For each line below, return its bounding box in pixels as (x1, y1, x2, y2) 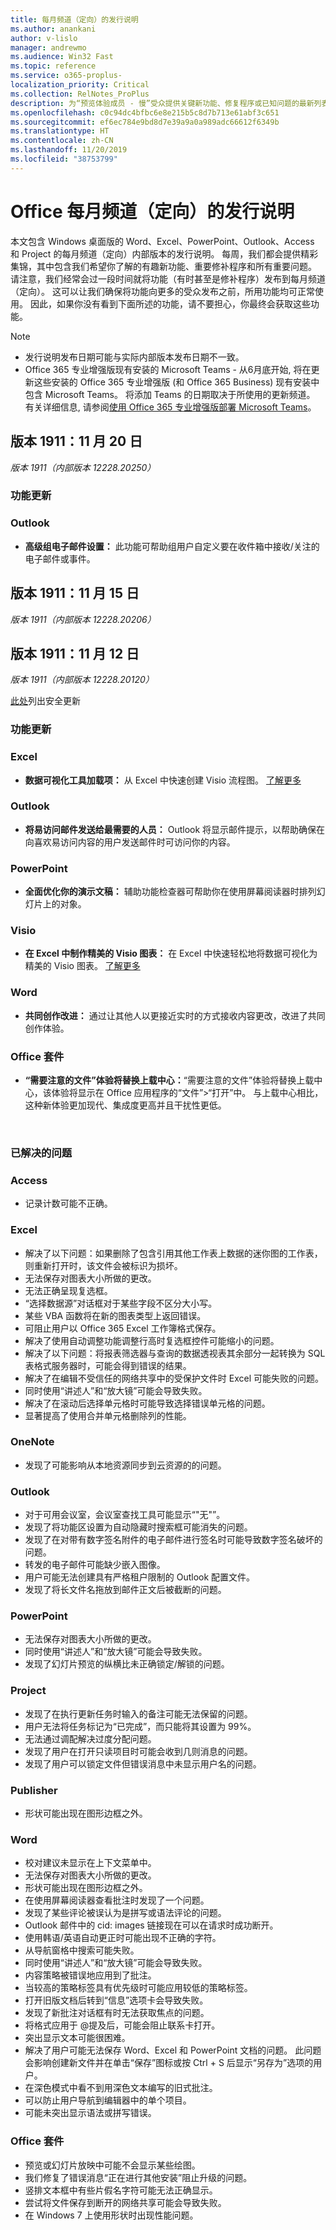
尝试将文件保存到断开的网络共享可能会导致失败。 (24, 2196, 227, 2208)
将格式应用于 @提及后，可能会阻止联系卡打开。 (24, 2019, 221, 2031)
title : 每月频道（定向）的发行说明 (10, 14, 139, 25)
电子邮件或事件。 (24, 552, 96, 565)
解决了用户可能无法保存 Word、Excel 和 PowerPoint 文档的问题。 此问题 (24, 2044, 322, 2056)
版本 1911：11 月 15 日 (10, 585, 140, 602)
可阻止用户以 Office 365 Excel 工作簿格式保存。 (24, 1322, 222, 1334)
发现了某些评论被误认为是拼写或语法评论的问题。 (24, 1907, 227, 1919)
